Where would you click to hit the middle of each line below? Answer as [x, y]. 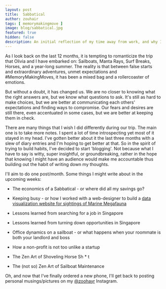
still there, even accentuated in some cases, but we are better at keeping [79, 113]
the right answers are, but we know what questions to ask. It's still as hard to [83, 97]
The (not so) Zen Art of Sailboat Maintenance [58, 266]
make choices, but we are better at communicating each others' [70, 102]
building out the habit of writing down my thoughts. [57, 164]
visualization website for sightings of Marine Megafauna [69, 204]
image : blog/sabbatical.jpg [34, 28]
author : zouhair [22, 19]
